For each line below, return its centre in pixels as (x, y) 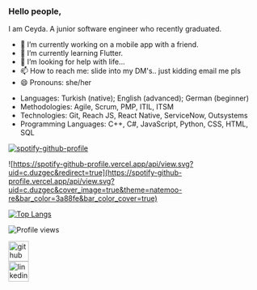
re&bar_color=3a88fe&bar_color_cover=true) (83, 198)
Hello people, (35, 11)
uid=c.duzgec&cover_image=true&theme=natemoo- (95, 190)
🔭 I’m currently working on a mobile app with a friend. (110, 45)
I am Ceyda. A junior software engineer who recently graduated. (115, 29)
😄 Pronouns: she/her (55, 83)
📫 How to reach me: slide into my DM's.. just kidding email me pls (130, 71)
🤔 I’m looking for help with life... (72, 62)
